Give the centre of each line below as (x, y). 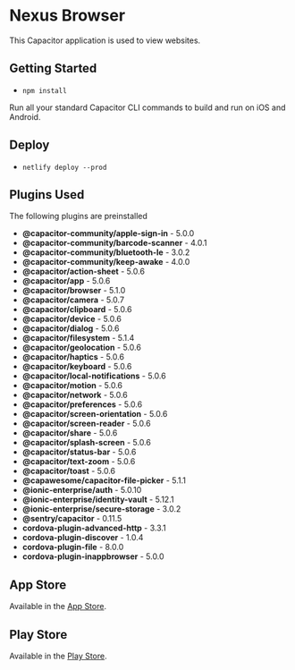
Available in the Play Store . (58, 656)
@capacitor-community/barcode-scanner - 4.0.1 (114, 243)
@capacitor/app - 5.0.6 (66, 281)
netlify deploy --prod (64, 167)
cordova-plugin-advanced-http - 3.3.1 (94, 528)
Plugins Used (47, 195)
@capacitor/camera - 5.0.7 (73, 300)
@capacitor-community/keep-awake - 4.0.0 (106, 262)
